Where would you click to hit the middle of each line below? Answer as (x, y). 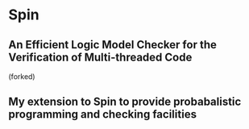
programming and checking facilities (103, 114)
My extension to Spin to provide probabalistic (125, 102)
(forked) (22, 77)
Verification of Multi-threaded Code (100, 57)
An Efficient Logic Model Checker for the (113, 45)
